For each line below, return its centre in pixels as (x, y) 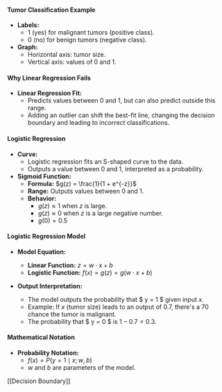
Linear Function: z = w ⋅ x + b (70, 265)
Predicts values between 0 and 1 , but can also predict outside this (121, 101)
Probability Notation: (48, 353)
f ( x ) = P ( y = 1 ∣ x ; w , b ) (60, 360)
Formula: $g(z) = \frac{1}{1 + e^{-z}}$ (82, 183)
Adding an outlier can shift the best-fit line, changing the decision (121, 115)
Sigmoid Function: (44, 176)
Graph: (27, 47)
